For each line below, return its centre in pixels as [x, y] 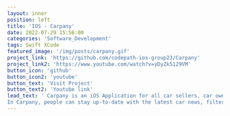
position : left [29, 20]
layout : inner [27, 13]
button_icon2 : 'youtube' [42, 77]
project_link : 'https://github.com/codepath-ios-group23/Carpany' [104, 58]
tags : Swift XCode [33, 45]
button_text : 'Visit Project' [50, 83]
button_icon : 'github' [39, 70]
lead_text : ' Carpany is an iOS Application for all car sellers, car [110, 96]
